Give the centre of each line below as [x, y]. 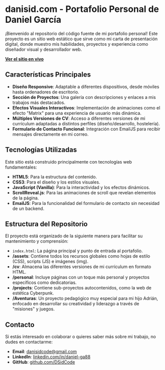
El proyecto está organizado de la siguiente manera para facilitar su [74, 236]
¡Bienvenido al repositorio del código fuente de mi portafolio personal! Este [82, 33]
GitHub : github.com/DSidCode [44, 362]
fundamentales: [21, 167]
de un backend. [28, 208]
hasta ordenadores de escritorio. [46, 92]
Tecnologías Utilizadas [41, 150]
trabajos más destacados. [39, 102]
